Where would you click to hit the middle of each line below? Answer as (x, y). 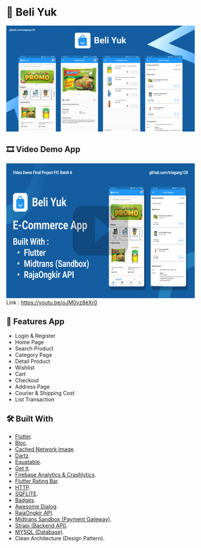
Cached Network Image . (45, 449)
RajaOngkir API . (34, 513)
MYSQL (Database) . (39, 532)
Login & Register (35, 336)
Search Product (34, 349)
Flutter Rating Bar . (37, 481)
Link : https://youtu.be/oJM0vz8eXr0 (52, 302)
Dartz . (22, 455)
